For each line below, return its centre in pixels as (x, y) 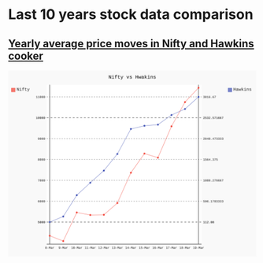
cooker (26, 56)
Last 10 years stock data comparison (131, 15)
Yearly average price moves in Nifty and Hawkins (131, 44)
